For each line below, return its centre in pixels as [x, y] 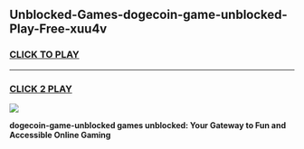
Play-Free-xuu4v [58, 29]
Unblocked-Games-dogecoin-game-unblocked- [148, 15]
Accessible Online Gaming [60, 135]
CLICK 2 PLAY [41, 88]
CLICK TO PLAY [44, 55]
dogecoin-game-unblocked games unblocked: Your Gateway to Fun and [148, 125]
